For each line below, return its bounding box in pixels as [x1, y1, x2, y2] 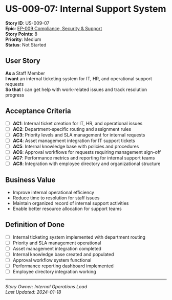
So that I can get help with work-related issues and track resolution [5, 86, 147, 93]
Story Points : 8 [5, 31, 37, 37]
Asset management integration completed [12, 245, 101, 251]
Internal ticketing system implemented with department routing [12, 234, 146, 240]
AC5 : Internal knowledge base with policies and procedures [12, 143, 139, 149]
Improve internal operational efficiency [12, 189, 95, 195]
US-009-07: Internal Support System [5, 3, 166, 15]
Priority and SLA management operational [12, 240, 101, 246]
